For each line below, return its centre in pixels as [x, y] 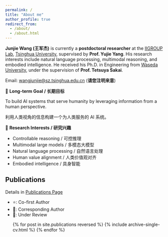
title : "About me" [24, 15]
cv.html [20, 229]
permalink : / [19, 10]
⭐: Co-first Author [31, 202]
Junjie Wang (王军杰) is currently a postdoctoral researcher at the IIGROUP [84, 48]
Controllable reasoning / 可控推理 [47, 138]
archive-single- [144, 224]
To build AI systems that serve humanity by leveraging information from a [81, 101]
